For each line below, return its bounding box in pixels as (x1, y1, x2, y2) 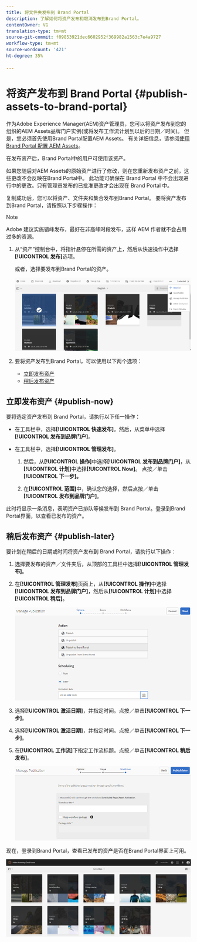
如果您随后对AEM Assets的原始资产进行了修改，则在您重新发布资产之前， (6, 167, 185, 174)
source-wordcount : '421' (6, 47, 67, 53)
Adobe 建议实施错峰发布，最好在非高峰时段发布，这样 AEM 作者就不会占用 (6, 225, 186, 232)
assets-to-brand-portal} (6, 100, 128, 113)
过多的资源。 (6, 233, 37, 240)
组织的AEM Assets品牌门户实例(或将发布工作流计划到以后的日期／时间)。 (6, 127, 183, 135)
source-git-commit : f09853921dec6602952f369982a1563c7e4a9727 (6, 34, 161, 41)
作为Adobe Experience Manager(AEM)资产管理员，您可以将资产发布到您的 (6, 120, 186, 127)
